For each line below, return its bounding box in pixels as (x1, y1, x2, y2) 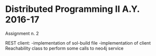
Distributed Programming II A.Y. (5, 3, 140, 15)
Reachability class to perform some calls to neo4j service (5, 45, 124, 51)
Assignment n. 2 (5, 30, 39, 36)
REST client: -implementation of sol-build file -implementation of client (5, 40, 151, 46)
